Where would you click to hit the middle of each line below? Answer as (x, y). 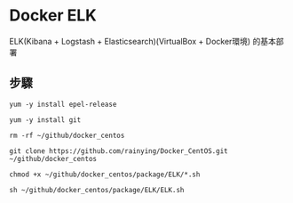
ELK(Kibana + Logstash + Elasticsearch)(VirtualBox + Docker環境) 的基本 (143, 41)
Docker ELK (53, 16)
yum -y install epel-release (63, 104)
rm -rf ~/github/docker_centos (67, 135)
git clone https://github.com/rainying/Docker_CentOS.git (119, 151)
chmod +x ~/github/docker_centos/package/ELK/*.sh (105, 175)
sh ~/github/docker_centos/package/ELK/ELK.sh (97, 190)
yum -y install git (45, 120)
